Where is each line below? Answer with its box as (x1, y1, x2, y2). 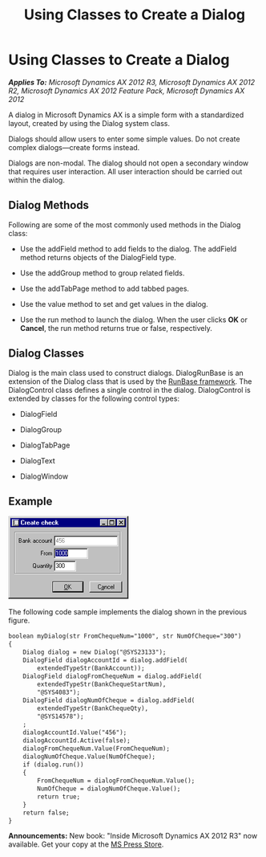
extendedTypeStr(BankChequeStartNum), (37, 680, 167, 688)
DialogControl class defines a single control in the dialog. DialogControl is (8, 385, 251, 394)
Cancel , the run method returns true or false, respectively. (19, 323, 212, 333)
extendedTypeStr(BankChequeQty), (37, 704, 149, 712)
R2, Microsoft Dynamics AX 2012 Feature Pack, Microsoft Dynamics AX (8, 86, 245, 96)
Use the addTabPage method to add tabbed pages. (19, 284, 190, 293)
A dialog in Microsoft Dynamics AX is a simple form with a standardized (8, 110, 244, 120)
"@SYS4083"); (37, 688, 81, 696)
